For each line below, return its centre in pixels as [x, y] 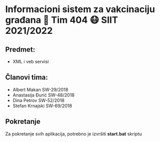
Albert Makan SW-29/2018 [40, 89]
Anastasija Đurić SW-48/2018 [43, 95]
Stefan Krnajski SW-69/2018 [42, 106]
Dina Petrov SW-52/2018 [39, 100]
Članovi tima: [27, 78]
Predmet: [20, 49]
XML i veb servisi [31, 61]
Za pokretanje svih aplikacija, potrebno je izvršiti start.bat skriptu [74, 134]
